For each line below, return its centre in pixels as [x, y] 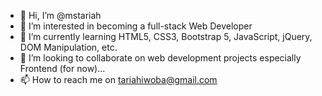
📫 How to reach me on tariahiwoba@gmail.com [118, 79]
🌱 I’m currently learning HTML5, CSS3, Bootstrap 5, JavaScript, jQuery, [166, 36]
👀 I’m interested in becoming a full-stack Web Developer [136, 26]
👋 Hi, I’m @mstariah [60, 15]
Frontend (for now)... [62, 68]
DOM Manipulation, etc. [68, 47]
